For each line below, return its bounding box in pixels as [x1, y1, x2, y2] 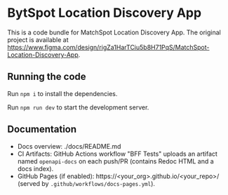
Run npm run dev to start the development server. [7, 103, 149, 112]
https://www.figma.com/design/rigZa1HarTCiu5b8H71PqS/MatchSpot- [7, 43, 210, 51]
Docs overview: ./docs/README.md [17, 142, 121, 150]
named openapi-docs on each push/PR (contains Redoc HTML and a [17, 156, 214, 166]
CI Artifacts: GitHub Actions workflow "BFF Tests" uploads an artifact [17, 149, 217, 158]
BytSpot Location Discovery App [7, 5, 202, 21]
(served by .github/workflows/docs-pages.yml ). [17, 179, 156, 187]
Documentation [7, 123, 77, 135]
